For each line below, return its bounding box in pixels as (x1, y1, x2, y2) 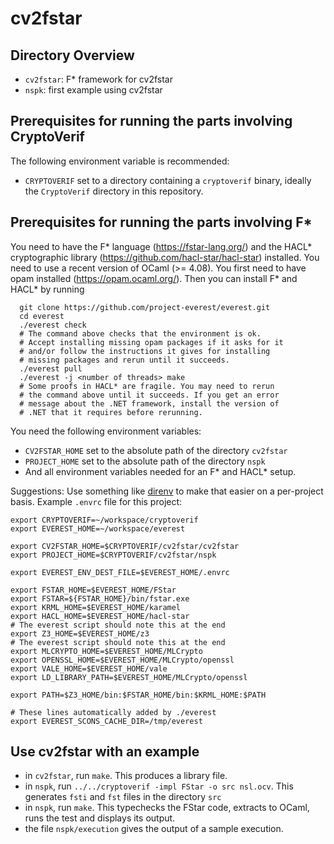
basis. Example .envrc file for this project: (10, 495, 183, 507)
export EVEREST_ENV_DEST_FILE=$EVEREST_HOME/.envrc (10, 567, 230, 577)
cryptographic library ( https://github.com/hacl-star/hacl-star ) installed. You (10, 251, 320, 263)
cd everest (19, 311, 65, 321)
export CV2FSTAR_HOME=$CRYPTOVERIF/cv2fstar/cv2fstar (10, 541, 240, 551)
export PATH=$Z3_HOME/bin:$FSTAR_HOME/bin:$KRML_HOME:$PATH (10, 690, 267, 700)
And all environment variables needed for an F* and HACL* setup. (24, 465, 297, 477)
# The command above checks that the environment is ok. (19, 328, 262, 339)
